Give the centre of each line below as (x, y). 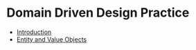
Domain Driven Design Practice (98, 13)
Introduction (34, 32)
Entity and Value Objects (52, 39)
